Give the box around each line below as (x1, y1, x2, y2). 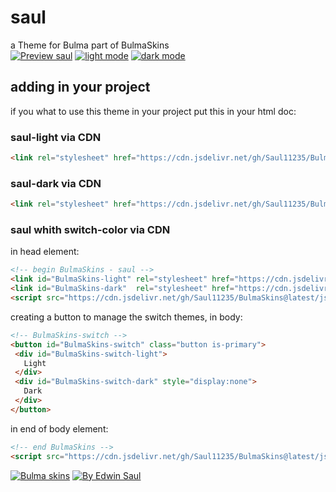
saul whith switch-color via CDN (10, 223, 171, 237)
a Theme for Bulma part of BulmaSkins (10, 39, 170, 51)
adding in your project (10, 79, 151, 96)
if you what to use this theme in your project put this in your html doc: (10, 105, 297, 117)
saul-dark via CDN (10, 176, 102, 190)
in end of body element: (10, 422, 109, 435)
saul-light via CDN (10, 130, 102, 144)
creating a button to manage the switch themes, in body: (10, 311, 243, 323)
